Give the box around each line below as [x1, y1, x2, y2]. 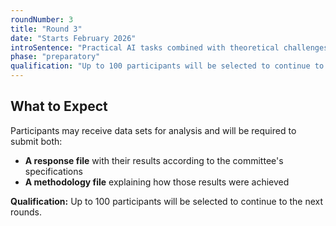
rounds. [10, 206, 42, 218]
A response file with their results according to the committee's [24, 154, 284, 166]
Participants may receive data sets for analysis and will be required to [10, 124, 297, 136]
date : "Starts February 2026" [10, 33, 137, 43]
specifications [24, 165, 83, 177]
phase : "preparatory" [10, 52, 101, 62]
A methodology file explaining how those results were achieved [24, 176, 290, 188]
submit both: [10, 135, 63, 147]
